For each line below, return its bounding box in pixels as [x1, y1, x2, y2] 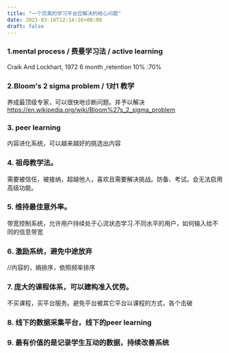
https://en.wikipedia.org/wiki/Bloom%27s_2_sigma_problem [7, 106, 176, 114]
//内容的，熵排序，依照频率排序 [7, 263, 96, 271]
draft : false [7, 23, 44, 29]
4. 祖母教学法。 [7, 158, 58, 168]
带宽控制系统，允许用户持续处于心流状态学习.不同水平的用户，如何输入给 [7, 219, 213, 227]
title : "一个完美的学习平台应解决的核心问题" [7, 10, 122, 17]
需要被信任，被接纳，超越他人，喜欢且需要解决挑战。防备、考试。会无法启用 [7, 175, 223, 183]
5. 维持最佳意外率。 [7, 202, 72, 212]
